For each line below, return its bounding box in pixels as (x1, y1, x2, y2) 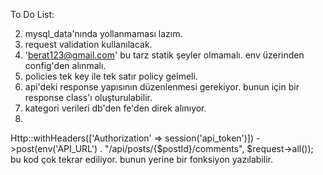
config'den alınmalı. (24, 60, 107, 71)
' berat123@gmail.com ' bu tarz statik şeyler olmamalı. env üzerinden (24, 49, 305, 61)
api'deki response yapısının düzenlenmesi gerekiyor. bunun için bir (24, 81, 300, 93)
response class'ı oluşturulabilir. (24, 92, 153, 103)
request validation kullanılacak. (24, 39, 153, 50)
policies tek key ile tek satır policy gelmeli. (24, 70, 198, 82)
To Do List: (10, 9, 55, 20)
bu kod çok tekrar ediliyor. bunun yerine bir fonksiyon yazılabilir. (10, 154, 273, 165)
